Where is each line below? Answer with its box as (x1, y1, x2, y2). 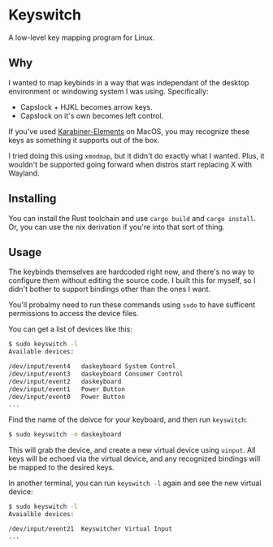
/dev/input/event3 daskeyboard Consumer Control (8, 370, 184, 378)
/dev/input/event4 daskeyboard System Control (8, 362, 176, 371)
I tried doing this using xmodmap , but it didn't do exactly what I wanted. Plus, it (8, 150, 265, 160)
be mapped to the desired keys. (8, 462, 115, 472)
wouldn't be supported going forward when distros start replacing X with (8, 159, 253, 169)
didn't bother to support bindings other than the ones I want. (8, 284, 211, 294)
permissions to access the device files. (8, 309, 139, 319)
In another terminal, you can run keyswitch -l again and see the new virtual (8, 478, 262, 488)
